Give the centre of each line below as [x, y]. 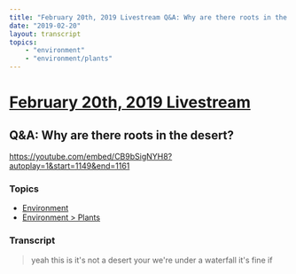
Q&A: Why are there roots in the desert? [122, 135]
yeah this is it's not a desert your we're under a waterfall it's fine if [152, 260]
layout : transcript [45, 34]
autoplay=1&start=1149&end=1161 [70, 166]
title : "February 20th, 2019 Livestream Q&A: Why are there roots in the [148, 17]
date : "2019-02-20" [45, 26]
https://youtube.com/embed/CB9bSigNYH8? [91, 157]
